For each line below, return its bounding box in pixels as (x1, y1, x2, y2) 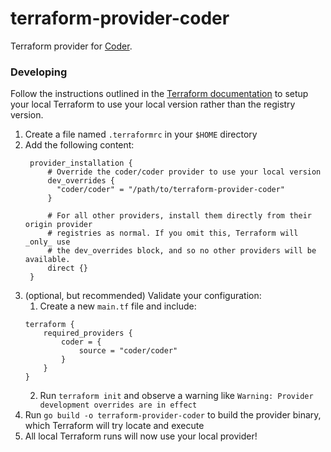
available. (24, 255, 71, 265)
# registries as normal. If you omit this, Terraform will (47, 228, 299, 239)
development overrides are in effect (39, 400, 198, 411)
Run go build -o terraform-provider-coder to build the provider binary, (24, 409, 322, 421)
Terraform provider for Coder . (10, 40, 133, 52)
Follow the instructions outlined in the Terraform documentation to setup (10, 88, 309, 100)
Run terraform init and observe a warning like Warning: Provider (39, 390, 314, 402)
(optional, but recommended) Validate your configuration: (24, 290, 262, 302)
